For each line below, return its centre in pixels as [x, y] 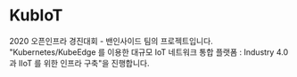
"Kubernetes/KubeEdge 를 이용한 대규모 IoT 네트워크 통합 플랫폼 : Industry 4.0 [148, 52]
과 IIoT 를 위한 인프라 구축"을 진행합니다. [79, 63]
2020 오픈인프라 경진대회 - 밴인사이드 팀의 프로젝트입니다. [111, 41]
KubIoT [36, 15]
